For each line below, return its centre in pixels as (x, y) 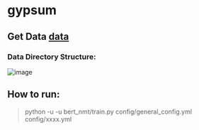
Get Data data (38, 37)
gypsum (32, 10)
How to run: (34, 94)
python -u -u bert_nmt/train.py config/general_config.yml (108, 112)
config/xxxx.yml (48, 119)
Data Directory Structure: (52, 57)
